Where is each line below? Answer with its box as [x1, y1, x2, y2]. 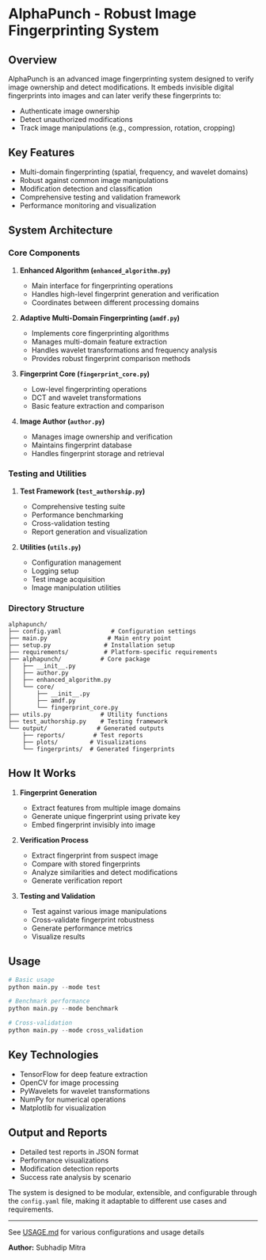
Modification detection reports [19, 1163, 120, 1173]
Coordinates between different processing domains [31, 298, 199, 307]
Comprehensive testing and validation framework [19, 192, 180, 202]
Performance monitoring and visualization [19, 200, 157, 210]
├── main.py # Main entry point [8, 634, 172, 642]
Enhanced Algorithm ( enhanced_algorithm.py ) [19, 265, 171, 275]
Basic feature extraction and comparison [31, 401, 165, 410]
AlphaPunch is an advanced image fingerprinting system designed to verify [8, 74, 254, 83]
